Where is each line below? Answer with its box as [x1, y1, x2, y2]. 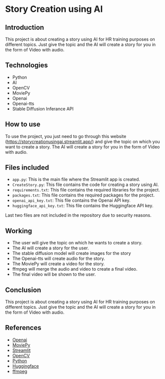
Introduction [5, 23, 44, 32]
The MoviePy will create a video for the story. [12, 261, 105, 267]
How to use [5, 120, 41, 129]
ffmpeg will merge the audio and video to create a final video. [12, 266, 137, 272]
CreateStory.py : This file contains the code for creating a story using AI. [12, 182, 159, 188]
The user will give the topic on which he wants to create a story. [12, 240, 143, 246]
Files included [5, 163, 49, 172]
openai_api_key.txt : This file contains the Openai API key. [12, 197, 131, 203]
